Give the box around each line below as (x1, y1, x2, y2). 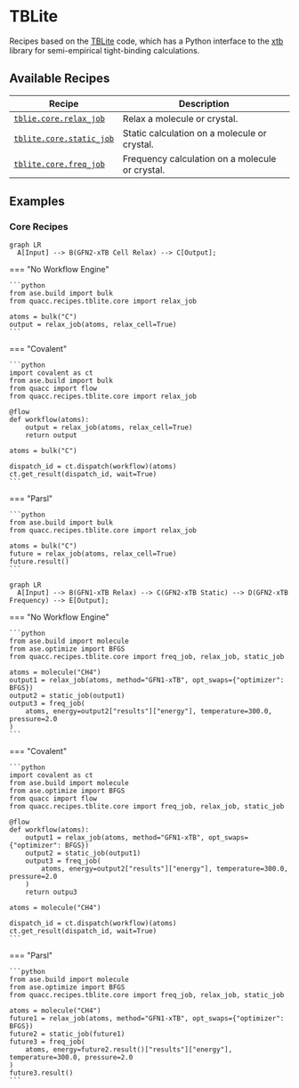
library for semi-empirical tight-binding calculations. (9, 45, 200, 55)
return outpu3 (25, 888, 77, 897)
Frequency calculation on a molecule (123, 152, 277, 165)
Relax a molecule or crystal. (123, 112, 238, 125)
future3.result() (9, 1068, 74, 1078)
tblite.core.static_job (13, 134, 115, 143)
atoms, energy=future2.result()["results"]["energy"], (25, 1045, 233, 1054)
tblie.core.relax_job (13, 113, 105, 124)
